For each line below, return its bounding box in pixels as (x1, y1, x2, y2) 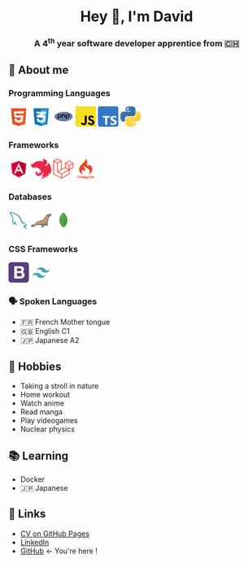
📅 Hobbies (8, 359, 62, 373)
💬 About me (8, 63, 69, 76)
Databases (8, 191, 52, 202)
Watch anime (20, 398, 65, 409)
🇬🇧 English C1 (20, 327, 71, 336)
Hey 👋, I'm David (80, 7, 194, 26)
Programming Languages (8, 87, 111, 98)
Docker (20, 474, 46, 484)
